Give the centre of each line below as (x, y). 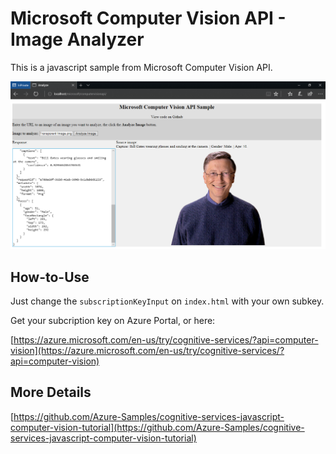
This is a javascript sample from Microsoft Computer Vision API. (141, 67)
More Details (51, 392)
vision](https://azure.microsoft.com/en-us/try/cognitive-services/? (147, 350)
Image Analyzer (77, 39)
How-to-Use (50, 277)
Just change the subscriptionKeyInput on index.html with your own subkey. (167, 301)
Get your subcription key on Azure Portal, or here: (113, 320)
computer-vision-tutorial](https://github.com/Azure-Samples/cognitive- (157, 427)
